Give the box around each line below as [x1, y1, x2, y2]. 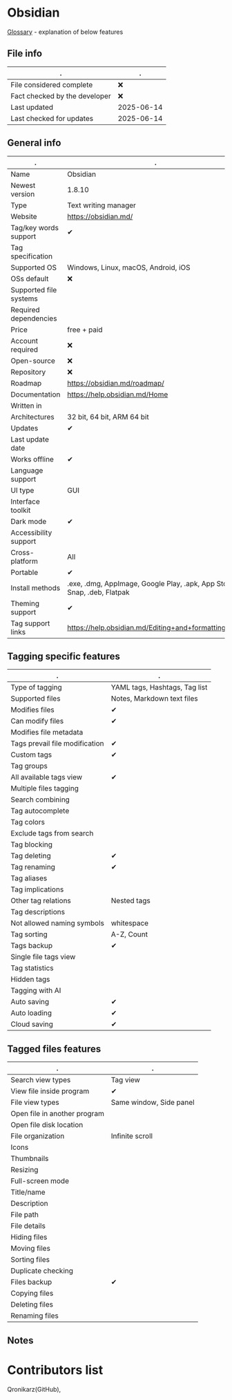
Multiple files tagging [10, 784, 79, 793]
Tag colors [10, 817, 45, 827]
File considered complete [10, 79, 93, 89]
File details [10, 1221, 46, 1231]
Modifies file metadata [10, 728, 84, 737]
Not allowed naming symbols [10, 918, 105, 928]
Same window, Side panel [110, 1097, 195, 1107]
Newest [10, 180, 36, 190]
